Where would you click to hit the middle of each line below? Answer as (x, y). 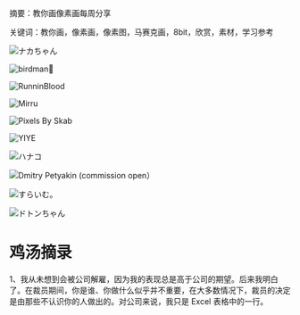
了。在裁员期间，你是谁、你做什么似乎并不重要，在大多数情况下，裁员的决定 (150, 290)
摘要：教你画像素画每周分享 (60, 13)
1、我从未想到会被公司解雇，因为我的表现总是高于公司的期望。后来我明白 (144, 278)
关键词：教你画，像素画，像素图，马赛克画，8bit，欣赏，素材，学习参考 (142, 32)
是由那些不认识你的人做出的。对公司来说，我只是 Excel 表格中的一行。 (139, 301)
